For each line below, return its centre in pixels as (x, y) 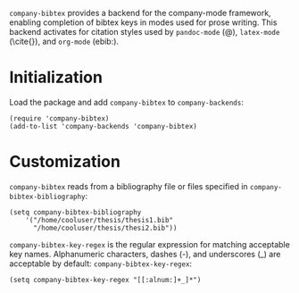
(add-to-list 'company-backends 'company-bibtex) (104, 126)
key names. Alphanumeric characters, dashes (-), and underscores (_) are (145, 254)
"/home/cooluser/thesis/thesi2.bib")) (105, 228)
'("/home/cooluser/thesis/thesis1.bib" (100, 220)
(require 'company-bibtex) (59, 118)
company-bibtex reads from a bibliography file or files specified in (129, 186)
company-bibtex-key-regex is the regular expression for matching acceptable (149, 244)
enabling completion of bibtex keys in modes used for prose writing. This (143, 22)
